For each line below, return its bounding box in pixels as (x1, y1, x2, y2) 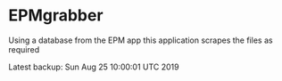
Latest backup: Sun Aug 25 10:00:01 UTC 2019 (8, 61, 179, 72)
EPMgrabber (8, 5, 104, 26)
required (8, 44, 40, 54)
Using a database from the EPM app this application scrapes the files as (8, 35, 273, 45)
